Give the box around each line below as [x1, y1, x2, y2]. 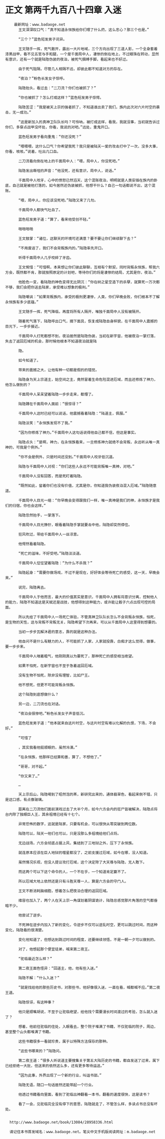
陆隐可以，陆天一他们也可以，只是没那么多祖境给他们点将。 [18, 831, 121, 836]
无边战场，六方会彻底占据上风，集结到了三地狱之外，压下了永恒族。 [18, 840, 136, 845]
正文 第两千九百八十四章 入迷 [5, 4, 122, 16]
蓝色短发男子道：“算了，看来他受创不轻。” [18, 217, 91, 222]
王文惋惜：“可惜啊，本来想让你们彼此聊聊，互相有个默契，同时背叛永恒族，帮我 [18, 265, 157, 269]
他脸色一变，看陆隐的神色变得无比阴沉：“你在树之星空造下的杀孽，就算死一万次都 [18, 279, 160, 284]
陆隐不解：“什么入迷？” [18, 975, 60, 980]
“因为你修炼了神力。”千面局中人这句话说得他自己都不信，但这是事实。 [18, 430, 138, 435]
